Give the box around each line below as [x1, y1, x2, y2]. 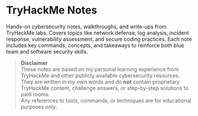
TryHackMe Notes [6, 4, 98, 17]
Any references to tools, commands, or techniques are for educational [20, 97, 191, 104]
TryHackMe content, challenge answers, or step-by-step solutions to [20, 84, 189, 91]
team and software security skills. [6, 48, 89, 55]
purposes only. [20, 103, 57, 110]
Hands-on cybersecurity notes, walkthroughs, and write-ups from [6, 23, 167, 30]
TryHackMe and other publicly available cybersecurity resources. [20, 72, 180, 79]
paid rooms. [20, 91, 50, 98]
